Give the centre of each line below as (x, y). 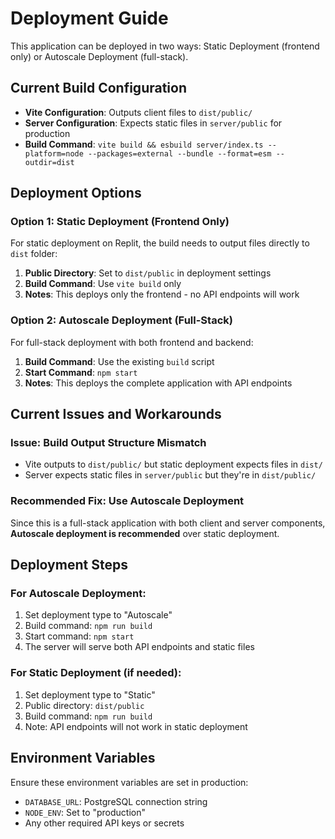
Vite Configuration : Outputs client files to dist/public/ (138, 112)
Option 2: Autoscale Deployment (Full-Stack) (121, 320)
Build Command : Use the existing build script (119, 361)
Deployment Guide (89, 18)
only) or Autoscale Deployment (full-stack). (99, 56)
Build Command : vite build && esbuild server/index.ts (144, 144)
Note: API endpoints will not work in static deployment (136, 726)
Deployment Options (76, 193)
